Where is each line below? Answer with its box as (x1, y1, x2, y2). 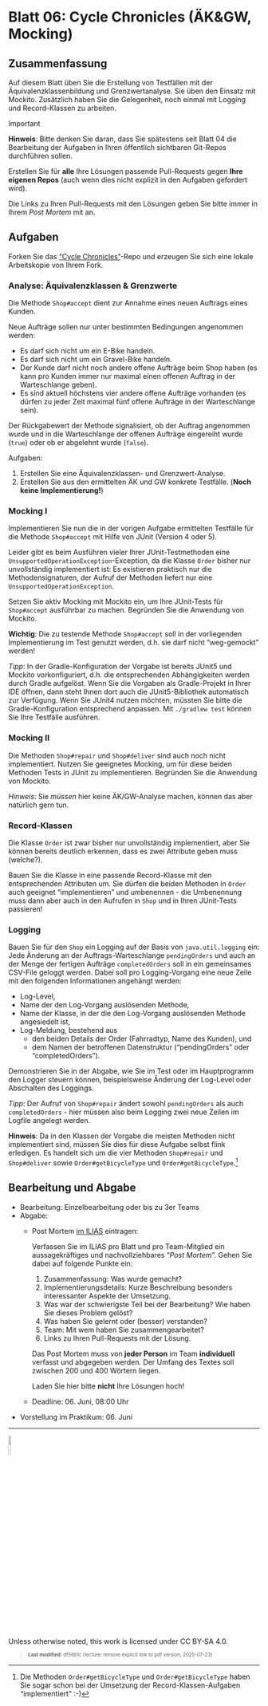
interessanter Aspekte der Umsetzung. (43, 1290, 171, 1300)
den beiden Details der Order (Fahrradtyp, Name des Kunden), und (31, 1034, 252, 1044)
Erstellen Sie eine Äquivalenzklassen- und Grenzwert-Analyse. (19, 469, 226, 479)
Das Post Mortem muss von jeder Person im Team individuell (31, 1349, 235, 1358)
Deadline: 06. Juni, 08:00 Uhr (31, 1397, 129, 1406)
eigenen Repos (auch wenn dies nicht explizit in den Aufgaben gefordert (8, 175, 248, 184)
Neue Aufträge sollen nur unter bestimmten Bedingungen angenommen (8, 322, 243, 332)
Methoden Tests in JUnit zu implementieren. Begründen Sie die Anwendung (8, 767, 258, 777)
